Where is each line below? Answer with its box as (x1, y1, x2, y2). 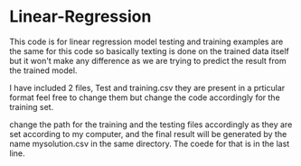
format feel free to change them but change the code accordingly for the (9, 92, 280, 103)
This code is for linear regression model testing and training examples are (9, 36, 284, 47)
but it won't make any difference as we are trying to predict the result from (9, 55, 287, 66)
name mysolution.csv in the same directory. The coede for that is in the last (9, 138, 290, 149)
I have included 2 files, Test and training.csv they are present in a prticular (9, 82, 286, 93)
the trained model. (9, 65, 78, 76)
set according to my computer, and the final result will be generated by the (9, 128, 287, 139)
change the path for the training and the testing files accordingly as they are (9, 119, 293, 130)
